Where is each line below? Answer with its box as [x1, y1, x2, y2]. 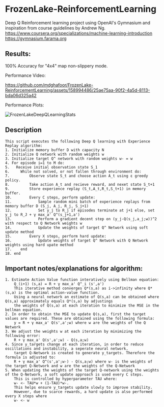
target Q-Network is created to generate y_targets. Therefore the [14, 351, 155, 356]
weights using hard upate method [5, 242, 74, 247]
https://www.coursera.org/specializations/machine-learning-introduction [5, 30, 153, 36]
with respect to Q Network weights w [5, 221, 82, 226]
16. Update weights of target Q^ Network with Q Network [5, 238, 148, 243]
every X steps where [5, 394, 48, 399]
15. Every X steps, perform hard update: [5, 234, 107, 238]
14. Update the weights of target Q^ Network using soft [5, 225, 148, 230]
